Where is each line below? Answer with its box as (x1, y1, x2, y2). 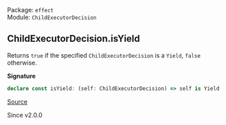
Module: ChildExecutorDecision (7, 13, 97, 21)
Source (7, 98, 27, 106)
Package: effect (7, 6, 54, 14)
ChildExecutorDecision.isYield (7, 33, 141, 45)
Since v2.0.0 (7, 111, 43, 119)
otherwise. (7, 58, 38, 67)
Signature (7, 71, 36, 80)
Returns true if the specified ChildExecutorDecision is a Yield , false (7, 51, 201, 59)
